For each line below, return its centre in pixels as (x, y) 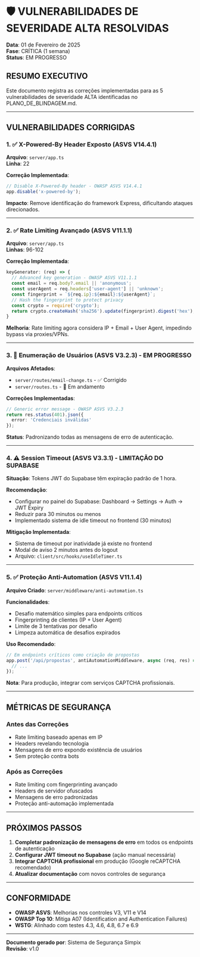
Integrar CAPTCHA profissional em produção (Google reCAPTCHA (97, 861)
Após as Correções (35, 771)
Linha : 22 (18, 164)
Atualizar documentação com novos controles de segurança (90, 874)
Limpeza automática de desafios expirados (68, 632)
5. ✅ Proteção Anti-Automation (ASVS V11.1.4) (74, 577)
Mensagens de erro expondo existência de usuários (79, 750)
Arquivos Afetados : (31, 368)
